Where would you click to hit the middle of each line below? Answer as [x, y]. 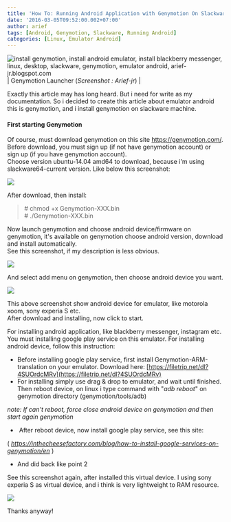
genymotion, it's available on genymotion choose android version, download [115, 237]
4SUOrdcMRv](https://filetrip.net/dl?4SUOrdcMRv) [89, 374]
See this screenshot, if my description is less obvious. [83, 251]
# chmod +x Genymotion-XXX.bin [72, 209]
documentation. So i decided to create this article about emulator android [111, 101]
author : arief [27, 26]
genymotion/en [29, 451]
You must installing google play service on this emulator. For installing [106, 339]
